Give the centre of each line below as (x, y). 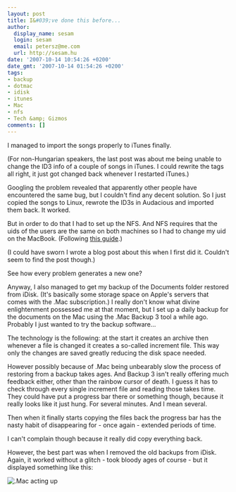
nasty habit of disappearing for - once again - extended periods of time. (112, 425)
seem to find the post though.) (51, 259)
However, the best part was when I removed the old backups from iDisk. (112, 452)
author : (19, 27)
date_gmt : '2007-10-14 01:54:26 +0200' (66, 66)
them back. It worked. (39, 210)
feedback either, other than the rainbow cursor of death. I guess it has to (113, 381)
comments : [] (26, 125)
